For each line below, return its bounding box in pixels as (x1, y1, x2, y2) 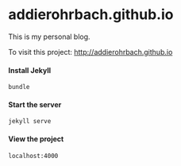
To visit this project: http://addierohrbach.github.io (8, 47, 173, 56)
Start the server (8, 99, 62, 109)
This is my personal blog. (8, 32, 90, 41)
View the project (8, 133, 64, 144)
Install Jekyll (8, 65, 52, 75)
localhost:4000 (8, 152, 59, 160)
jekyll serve (8, 118, 52, 125)
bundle (8, 83, 30, 91)
